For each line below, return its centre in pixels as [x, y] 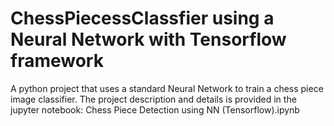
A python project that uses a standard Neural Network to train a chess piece [167, 88]
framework [57, 61]
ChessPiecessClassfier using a [142, 18]
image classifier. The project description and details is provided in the [153, 99]
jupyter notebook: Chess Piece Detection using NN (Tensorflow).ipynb [155, 109]
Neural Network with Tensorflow [148, 39]
